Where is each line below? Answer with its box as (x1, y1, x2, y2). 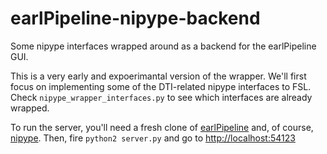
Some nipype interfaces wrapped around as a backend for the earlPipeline (10, 40, 317, 52)
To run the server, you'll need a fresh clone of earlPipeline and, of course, (10, 121, 314, 133)
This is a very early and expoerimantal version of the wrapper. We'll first (10, 70, 307, 82)
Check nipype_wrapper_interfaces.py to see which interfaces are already (10, 91, 313, 103)
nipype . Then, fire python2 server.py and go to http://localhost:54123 (10, 132, 296, 144)
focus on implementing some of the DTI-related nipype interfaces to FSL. (10, 80, 312, 92)
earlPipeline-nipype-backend (10, 7, 261, 30)
